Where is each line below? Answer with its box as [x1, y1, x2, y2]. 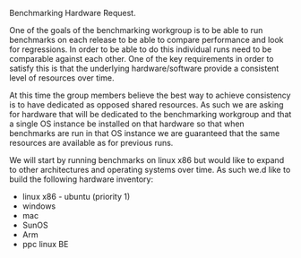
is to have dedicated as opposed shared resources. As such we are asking [9, 99, 284, 110]
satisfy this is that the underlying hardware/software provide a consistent [9, 63, 279, 73]
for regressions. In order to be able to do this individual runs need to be [9, 44, 272, 55]
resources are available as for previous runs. [9, 138, 174, 148]
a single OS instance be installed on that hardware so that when [9, 118, 245, 129]
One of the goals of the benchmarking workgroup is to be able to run [9, 25, 263, 35]
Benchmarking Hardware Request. [9, 8, 136, 18]
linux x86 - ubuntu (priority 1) [21, 192, 131, 202]
